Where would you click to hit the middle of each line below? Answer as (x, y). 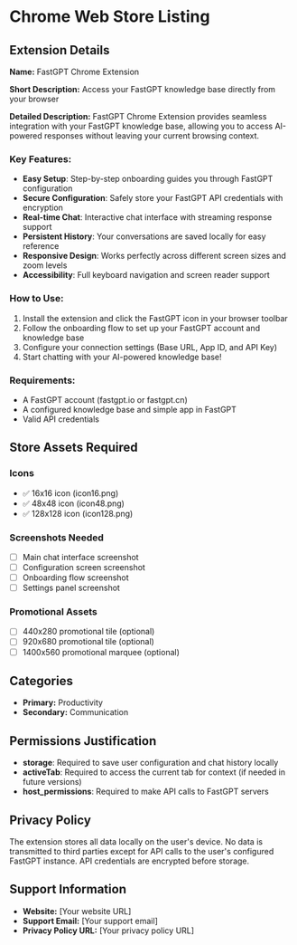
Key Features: (41, 158)
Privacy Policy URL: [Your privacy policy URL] (108, 931)
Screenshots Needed (56, 538)
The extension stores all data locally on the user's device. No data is (136, 842)
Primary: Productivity (63, 702)
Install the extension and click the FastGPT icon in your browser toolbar (155, 318)
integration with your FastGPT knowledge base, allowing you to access (141, 126)
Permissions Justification (83, 741)
